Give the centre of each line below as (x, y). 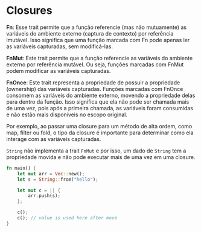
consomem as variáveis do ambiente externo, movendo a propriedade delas (101, 95)
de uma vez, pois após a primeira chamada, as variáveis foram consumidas (100, 108)
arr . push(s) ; (44, 196)
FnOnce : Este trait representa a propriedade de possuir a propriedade (93, 83)
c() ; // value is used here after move (67, 218)
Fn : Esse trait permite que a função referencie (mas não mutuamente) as (97, 27)
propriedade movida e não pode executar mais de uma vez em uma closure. (101, 157)
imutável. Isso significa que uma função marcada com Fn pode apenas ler (98, 40)
